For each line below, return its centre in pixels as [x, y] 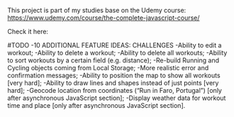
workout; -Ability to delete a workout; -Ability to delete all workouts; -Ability [117, 53]
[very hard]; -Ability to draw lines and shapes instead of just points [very [113, 83]
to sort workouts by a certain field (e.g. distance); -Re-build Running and [113, 60]
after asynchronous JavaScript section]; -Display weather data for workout [117, 98]
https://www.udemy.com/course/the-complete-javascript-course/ [104, 18]
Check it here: [28, 32]
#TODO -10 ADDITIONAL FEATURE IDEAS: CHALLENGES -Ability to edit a [115, 45]
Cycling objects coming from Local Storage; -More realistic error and [108, 68]
